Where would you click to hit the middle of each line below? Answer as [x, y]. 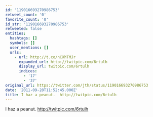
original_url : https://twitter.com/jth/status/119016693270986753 [77, 85]
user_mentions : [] [29, 48]
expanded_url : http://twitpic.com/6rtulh [63, 62]
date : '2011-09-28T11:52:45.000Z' [42, 90]
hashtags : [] [24, 38]
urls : [16, 52]
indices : [28, 71]
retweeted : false [24, 29]
